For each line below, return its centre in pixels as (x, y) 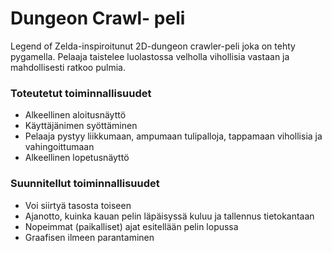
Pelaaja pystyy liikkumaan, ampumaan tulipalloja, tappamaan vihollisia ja (173, 136)
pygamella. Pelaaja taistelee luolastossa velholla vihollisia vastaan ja (150, 56)
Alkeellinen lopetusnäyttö (77, 158)
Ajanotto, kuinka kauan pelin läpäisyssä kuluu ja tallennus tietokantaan (169, 216)
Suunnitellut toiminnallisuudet (85, 184)
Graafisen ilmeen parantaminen (89, 237)
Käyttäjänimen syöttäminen (81, 126)
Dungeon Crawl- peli (98, 18)
